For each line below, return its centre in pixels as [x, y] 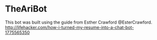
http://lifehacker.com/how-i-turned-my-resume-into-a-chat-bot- [70, 27]
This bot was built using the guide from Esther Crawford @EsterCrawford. [79, 22]
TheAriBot [26, 9]
